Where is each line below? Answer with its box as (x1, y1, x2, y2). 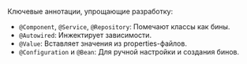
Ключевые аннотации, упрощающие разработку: (7, 7, 174, 16)
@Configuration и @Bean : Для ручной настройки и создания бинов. (18, 47, 240, 56)
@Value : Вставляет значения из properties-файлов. (18, 39, 187, 48)
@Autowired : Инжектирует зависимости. (18, 31, 152, 40)
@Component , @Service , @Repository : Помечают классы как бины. (18, 22, 230, 31)
